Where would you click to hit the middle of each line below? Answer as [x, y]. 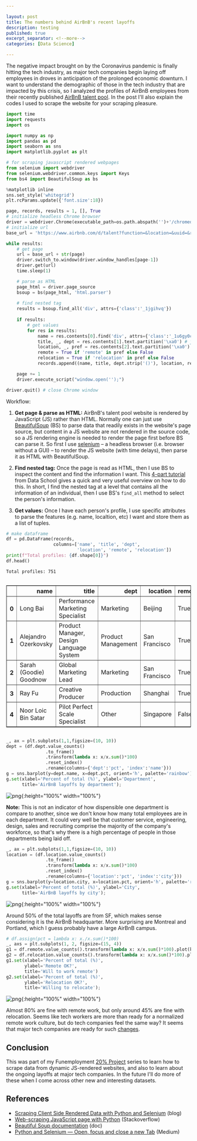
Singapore [157, 714]
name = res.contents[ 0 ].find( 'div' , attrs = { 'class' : [103, 336]
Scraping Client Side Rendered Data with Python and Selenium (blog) [98, 1113]
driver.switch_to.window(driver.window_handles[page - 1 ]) [88, 260]
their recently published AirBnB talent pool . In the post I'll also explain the [94, 97]
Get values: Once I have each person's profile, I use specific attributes [100, 510]
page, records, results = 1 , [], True [53, 211]
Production [116, 693]
